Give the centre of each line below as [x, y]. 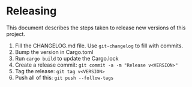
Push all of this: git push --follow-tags [64, 77]
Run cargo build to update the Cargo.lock [67, 58]
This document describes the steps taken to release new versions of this [96, 28]
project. [16, 34]
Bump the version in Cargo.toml [54, 52]
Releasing [31, 11]
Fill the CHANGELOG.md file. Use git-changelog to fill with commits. [99, 46]
